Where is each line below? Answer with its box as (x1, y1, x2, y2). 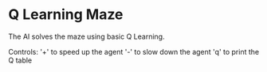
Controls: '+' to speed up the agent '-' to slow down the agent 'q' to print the (8, 47, 260, 56)
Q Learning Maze (8, 6, 124, 24)
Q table (8, 55, 33, 65)
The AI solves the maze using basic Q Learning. (8, 32, 165, 41)
